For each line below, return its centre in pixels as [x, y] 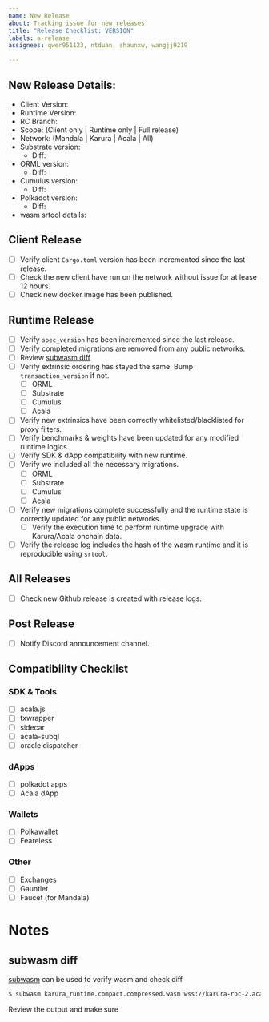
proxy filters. [41, 429]
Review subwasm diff [55, 357]
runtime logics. [44, 447]
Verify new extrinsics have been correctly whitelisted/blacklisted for [132, 420]
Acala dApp [39, 793]
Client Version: [44, 104]
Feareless [36, 841]
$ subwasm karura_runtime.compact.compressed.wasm [94, 994]
